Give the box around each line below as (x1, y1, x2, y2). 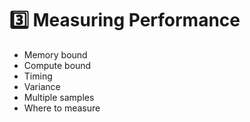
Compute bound (23, 59, 92, 71)
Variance (23, 80, 61, 92)
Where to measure (23, 102, 101, 114)
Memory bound (23, 48, 88, 61)
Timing (23, 70, 53, 82)
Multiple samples (23, 91, 95, 103)
